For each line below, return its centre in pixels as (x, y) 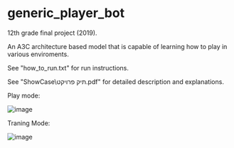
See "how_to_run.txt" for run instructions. (68, 68)
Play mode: (24, 95)
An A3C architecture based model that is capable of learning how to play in (117, 46)
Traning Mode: (29, 123)
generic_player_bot (66, 13)
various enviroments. (38, 54)
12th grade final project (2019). (52, 33)
